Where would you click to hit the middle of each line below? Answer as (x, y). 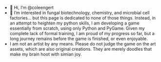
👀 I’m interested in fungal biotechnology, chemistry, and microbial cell (80, 13)
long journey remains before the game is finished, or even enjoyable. (79, 39)
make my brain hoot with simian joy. (46, 54)
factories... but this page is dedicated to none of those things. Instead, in (83, 18)
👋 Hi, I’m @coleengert (31, 8)
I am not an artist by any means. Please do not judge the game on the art (83, 44)
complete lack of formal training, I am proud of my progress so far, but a (82, 33)
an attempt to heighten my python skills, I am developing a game (75, 23)
